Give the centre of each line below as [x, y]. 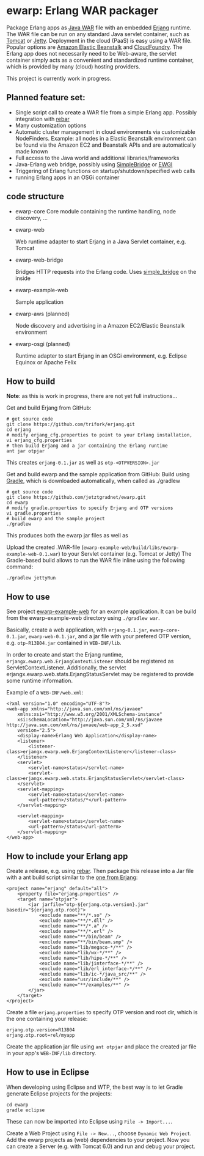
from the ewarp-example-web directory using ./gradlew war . [83, 618]
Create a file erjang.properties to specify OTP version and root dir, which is [102, 1012]
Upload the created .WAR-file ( [45, 547]
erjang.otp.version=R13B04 [41, 1030]
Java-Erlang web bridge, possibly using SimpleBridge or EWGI [94, 164]
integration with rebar [42, 119]
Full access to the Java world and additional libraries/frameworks [97, 158]
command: [20, 567]
